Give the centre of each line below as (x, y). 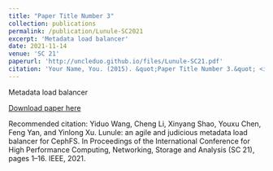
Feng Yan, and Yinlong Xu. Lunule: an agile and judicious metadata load (128, 132)
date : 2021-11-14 (38, 46)
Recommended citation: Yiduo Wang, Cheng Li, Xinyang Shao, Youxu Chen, (135, 124)
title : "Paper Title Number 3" (61, 16)
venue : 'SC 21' (34, 54)
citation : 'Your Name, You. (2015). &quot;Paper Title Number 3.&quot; (132, 69)
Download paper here (45, 107)
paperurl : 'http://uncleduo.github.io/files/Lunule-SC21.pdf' (116, 62)
